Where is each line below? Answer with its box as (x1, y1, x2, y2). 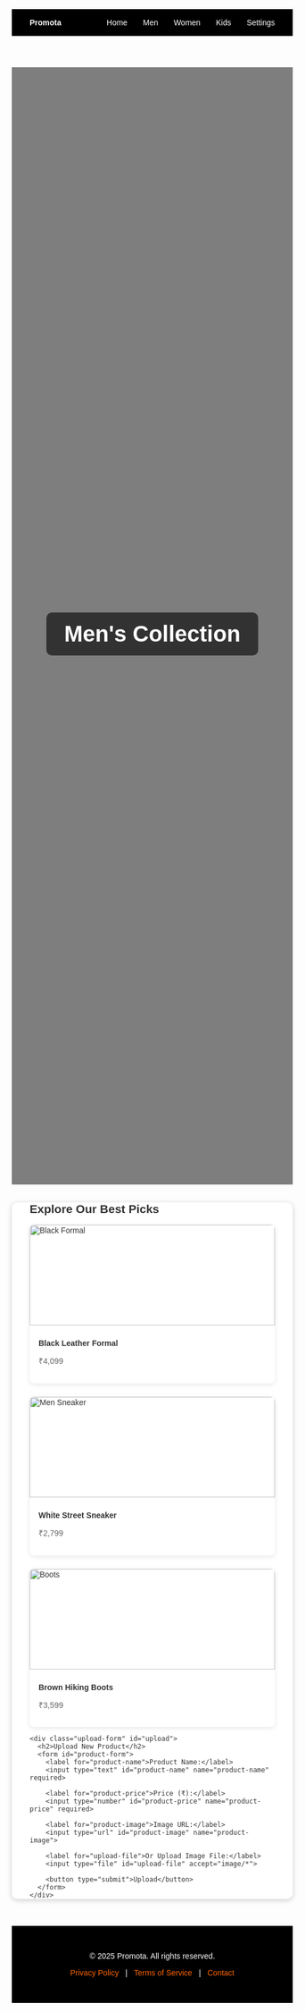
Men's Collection (63, 621, 242, 647)
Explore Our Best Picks (29, 1202, 160, 1216)
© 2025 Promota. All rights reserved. (89, 1951, 216, 1961)
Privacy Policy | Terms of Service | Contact (70, 1968, 235, 1978)
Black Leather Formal (38, 1338, 119, 1348)
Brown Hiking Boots (38, 1682, 113, 1692)
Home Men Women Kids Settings (106, 18, 276, 28)
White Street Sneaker (38, 1510, 118, 1520)
